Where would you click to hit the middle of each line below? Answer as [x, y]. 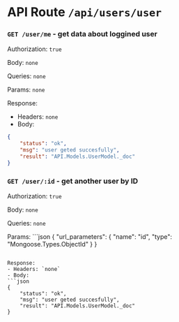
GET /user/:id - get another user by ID [73, 181]
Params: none [26, 90]
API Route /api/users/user [85, 12]
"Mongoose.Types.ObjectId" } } [52, 244]
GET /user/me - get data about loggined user [83, 34]
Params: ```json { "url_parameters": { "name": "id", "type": [90, 237]
